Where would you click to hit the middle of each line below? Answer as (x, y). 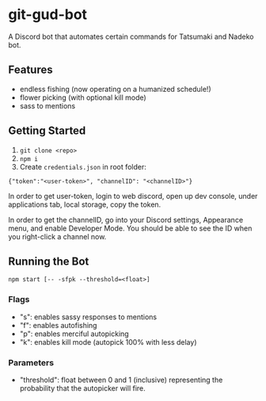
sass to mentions (47, 105)
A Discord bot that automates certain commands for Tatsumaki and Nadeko (131, 36)
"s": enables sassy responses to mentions (88, 317)
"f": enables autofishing (58, 325)
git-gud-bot (48, 15)
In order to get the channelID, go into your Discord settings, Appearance (126, 220)
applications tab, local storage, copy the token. (85, 204)
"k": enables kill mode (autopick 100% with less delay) (108, 342)
